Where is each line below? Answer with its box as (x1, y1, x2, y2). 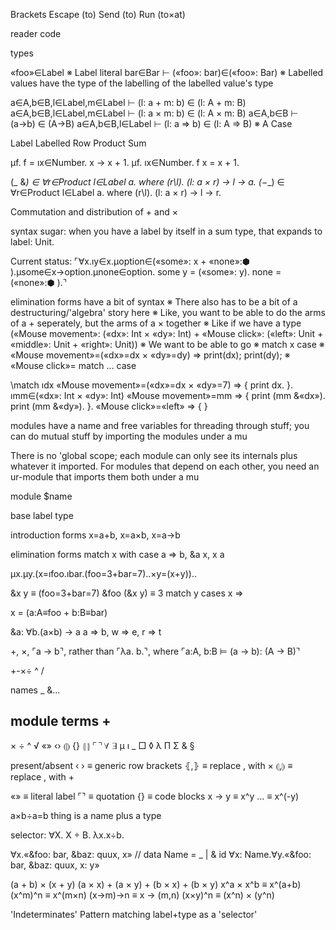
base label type (10, 510, 74, 521)
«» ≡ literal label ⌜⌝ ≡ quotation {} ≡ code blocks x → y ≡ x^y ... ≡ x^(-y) (10, 790, 300, 802)
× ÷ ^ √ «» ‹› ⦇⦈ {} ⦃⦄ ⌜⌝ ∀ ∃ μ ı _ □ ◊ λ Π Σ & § (10, 739, 195, 751)
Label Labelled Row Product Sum (10, 137, 147, 149)
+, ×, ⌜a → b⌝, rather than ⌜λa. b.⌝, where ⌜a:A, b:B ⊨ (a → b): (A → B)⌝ (10, 645, 301, 657)
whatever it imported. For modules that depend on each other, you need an (10, 460, 320, 472)
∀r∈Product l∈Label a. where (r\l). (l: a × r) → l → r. (10, 187, 222, 198)
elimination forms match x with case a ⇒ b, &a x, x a (10, 549, 225, 560)
